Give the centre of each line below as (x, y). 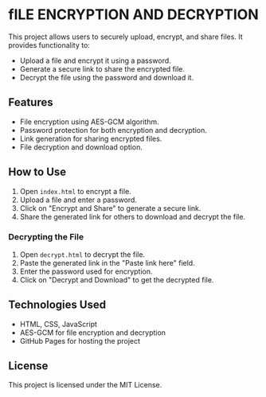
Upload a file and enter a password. (78, 200)
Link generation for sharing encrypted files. (91, 138)
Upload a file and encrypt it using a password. (95, 60)
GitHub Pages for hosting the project (80, 341)
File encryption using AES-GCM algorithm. (89, 122)
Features (31, 102)
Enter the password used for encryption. (86, 271)
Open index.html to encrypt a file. (75, 191)
